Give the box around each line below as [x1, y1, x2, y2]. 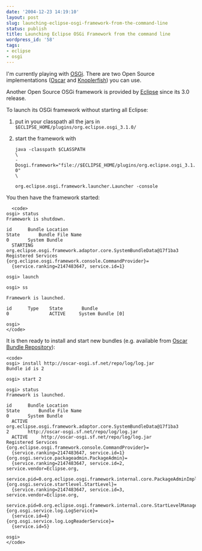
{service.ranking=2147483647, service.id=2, [11, 460, 125, 466]
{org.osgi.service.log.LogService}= [6, 508, 98, 514]
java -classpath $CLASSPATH [14, 146, 85, 152]
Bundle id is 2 [6, 365, 44, 372]
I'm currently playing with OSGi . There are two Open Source [6, 70, 155, 77]
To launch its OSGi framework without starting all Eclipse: [6, 106, 148, 113]
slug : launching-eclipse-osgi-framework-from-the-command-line [6, 20, 168, 26]
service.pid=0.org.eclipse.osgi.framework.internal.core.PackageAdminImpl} [6, 476, 200, 482]
